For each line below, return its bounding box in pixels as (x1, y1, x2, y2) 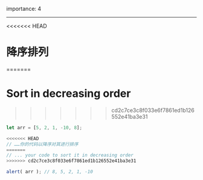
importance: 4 (6, 5, 42, 12)
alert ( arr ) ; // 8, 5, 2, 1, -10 (6, 169, 94, 175)
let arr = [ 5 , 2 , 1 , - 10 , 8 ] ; (6, 125, 83, 131)
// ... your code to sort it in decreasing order (6, 152, 134, 158)
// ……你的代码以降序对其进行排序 (6, 141, 79, 147)
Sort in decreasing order (6, 87, 131, 101)
